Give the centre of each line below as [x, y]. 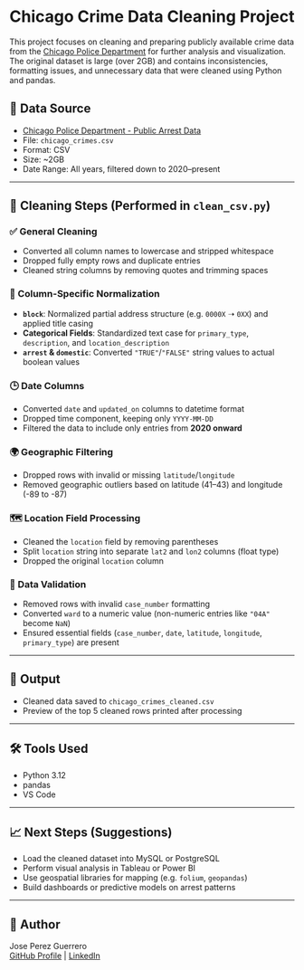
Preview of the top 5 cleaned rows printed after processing [132, 710]
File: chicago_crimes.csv [68, 140]
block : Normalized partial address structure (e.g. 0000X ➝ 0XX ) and [145, 313]
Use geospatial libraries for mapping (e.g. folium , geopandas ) [135, 878]
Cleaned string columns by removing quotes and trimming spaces [145, 271]
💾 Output [35, 679]
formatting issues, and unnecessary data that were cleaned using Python [146, 71]
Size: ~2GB [43, 159]
